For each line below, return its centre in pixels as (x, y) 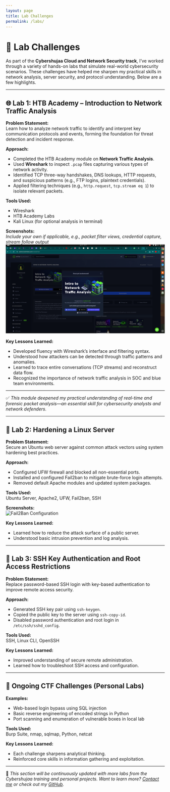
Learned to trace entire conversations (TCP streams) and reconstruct (85, 367)
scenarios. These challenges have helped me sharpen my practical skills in (83, 72)
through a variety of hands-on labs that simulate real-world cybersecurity (82, 66)
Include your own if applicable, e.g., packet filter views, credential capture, (84, 237)
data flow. (23, 373)
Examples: (17, 698)
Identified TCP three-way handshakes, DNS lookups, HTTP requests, (84, 175)
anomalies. (24, 362)
